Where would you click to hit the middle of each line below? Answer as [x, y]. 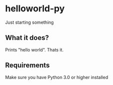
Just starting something [29, 22]
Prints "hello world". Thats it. [34, 49]
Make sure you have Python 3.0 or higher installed [57, 77]
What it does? [27, 38]
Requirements [27, 65]
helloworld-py [35, 9]
